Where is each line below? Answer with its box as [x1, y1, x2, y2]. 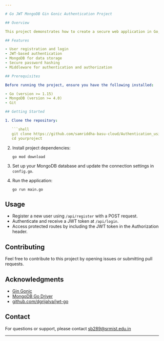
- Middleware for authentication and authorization [5, 64, 112, 70]
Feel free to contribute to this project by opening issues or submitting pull [5, 256, 153, 262]
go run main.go [12, 187, 43, 192]
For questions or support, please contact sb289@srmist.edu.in [5, 325, 131, 331]
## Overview [5, 20, 29, 25]
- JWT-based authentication [5, 51, 62, 56]
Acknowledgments [5, 275, 64, 283]
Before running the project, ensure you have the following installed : [5, 83, 154, 87]
